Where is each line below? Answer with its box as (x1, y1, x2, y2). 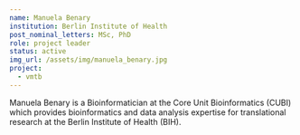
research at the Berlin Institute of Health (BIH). (9, 116, 182, 127)
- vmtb (17, 72, 42, 82)
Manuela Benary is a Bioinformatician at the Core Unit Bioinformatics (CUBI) (9, 97, 292, 108)
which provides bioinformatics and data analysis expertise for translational (9, 106, 286, 118)
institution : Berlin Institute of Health (9, 22, 168, 31)
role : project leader (9, 38, 91, 48)
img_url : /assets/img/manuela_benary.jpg (9, 55, 168, 64)
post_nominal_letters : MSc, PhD (9, 30, 131, 39)
